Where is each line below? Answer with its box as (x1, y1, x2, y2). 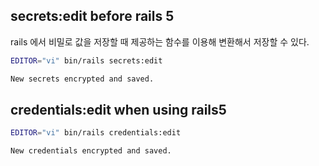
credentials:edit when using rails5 (10, 101, 227, 118)
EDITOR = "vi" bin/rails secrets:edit (10, 55, 163, 66)
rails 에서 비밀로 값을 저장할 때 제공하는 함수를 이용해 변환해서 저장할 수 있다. (10, 35, 310, 48)
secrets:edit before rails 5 (10, 8, 175, 25)
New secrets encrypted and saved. (10, 74, 155, 84)
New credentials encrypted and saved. (10, 146, 172, 156)
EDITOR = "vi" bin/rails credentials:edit (10, 128, 182, 138)
